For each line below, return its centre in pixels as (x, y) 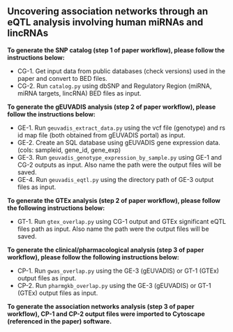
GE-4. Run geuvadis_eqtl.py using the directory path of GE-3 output (115, 179)
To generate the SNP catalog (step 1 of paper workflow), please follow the (116, 50)
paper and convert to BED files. (62, 78)
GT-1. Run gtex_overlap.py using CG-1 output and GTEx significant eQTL (122, 221)
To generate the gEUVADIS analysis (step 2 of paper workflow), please (112, 107)
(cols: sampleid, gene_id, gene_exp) (69, 150)
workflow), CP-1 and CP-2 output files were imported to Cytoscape (106, 314)
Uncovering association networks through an (108, 12)
